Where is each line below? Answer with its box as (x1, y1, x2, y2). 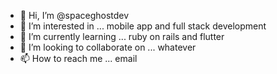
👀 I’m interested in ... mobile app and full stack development (19, 20, 267, 32)
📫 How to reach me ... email (19, 53, 138, 64)
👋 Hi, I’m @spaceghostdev (19, 10, 130, 21)
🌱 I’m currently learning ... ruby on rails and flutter (19, 31, 225, 42)
